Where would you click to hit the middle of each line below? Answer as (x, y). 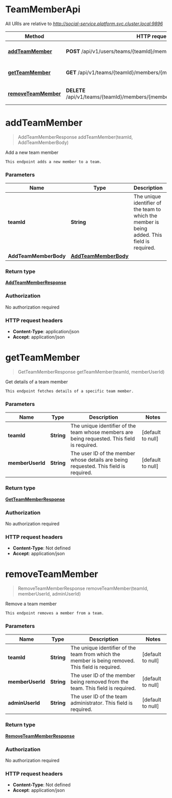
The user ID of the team (99, 697)
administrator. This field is (102, 703)
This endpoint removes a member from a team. (55, 613)
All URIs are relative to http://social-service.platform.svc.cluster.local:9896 (84, 24)
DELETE (76, 90)
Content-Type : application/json (46, 332)
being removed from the (100, 682)
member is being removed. (103, 661)
